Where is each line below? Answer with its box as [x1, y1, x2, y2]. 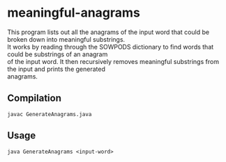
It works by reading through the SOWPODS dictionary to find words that [7, 42, 214, 51]
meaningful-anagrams [7, 5, 141, 21]
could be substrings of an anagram [7, 50, 108, 58]
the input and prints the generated [7, 65, 106, 73]
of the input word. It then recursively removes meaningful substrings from [7, 57, 220, 65]
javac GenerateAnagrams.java [7, 111, 92, 118]
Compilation [7, 92, 61, 104]
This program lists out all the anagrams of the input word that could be [7, 28, 210, 36]
